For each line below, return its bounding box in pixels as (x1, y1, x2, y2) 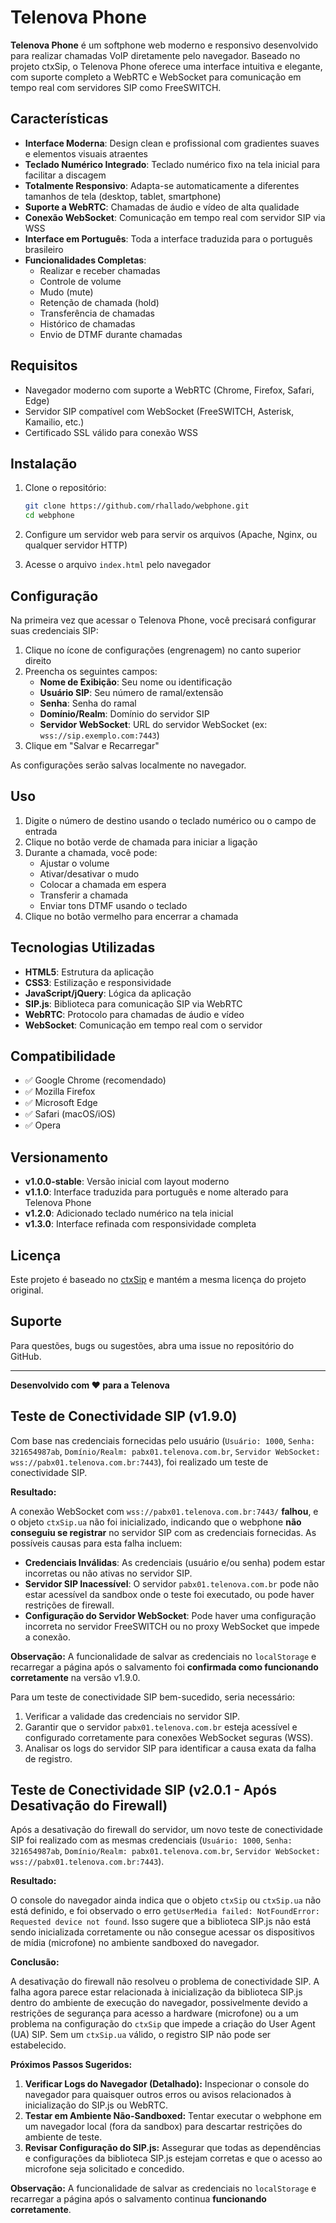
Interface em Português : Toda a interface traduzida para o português (24, 232, 313, 245)
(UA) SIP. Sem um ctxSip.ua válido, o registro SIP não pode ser (10, 2029, 272, 2041)
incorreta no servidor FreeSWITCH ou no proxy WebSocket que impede (24, 1620, 320, 1632)
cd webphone (24, 511, 75, 521)
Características (10, 111, 109, 128)
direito (24, 654, 52, 666)
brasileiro (24, 243, 64, 255)
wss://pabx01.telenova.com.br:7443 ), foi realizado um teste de (10, 1456, 269, 1468)
